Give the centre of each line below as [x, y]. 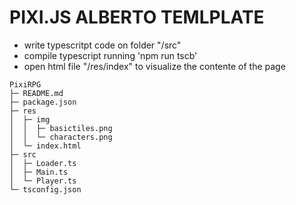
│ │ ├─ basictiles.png [61, 128]
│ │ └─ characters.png [61, 137]
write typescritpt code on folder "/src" [102, 45]
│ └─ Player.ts [43, 181]
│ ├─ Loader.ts [43, 163]
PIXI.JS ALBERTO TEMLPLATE [137, 17]
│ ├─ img [30, 119]
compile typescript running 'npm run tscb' [110, 55]
